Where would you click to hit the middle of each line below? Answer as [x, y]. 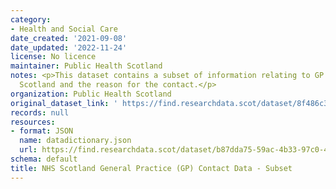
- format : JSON [42, 131]
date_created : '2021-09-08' [69, 38]
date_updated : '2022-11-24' [69, 47]
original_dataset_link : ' [64, 103]
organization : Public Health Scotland [91, 94]
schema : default [44, 159]
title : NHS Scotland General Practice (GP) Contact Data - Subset [151, 168]
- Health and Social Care [64, 29]
